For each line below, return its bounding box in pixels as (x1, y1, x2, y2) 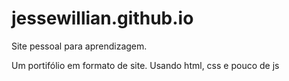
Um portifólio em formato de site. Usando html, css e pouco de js (11, 59, 280, 71)
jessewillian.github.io (11, 7, 194, 30)
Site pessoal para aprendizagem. (11, 40, 148, 52)
